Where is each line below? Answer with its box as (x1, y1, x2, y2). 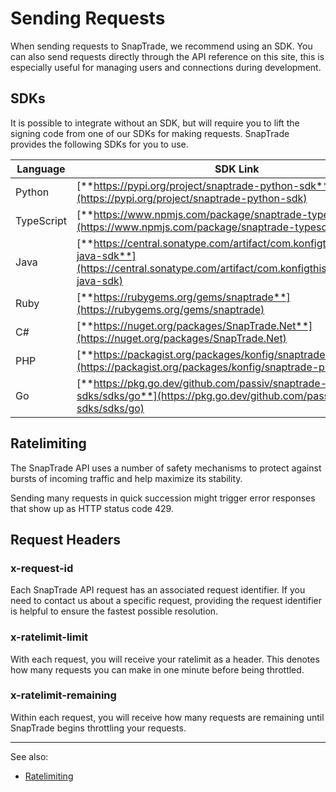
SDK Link (214, 162, 260, 176)
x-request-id (10, 561, 74, 575)
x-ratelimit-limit (10, 630, 89, 644)
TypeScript (15, 213, 67, 227)
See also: (10, 750, 49, 762)
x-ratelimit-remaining (10, 688, 117, 702)
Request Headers (10, 531, 121, 548)
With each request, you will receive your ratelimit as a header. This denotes (10, 653, 320, 665)
